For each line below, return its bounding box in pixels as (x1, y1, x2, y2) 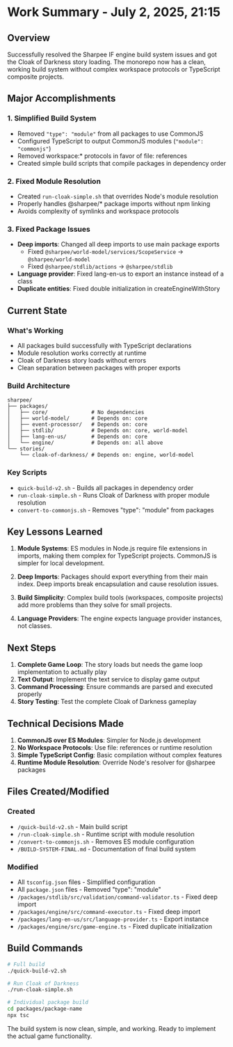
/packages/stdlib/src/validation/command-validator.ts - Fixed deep (17, 892, 218, 901)
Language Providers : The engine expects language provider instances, (17, 614, 223, 623)
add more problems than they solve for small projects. (17, 601, 172, 609)
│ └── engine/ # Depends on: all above (7, 439, 163, 446)
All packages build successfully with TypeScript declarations (17, 341, 192, 349)
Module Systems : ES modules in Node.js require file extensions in (17, 544, 207, 553)
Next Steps (7, 642, 56, 654)
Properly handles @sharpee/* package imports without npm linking (17, 199, 211, 207)
